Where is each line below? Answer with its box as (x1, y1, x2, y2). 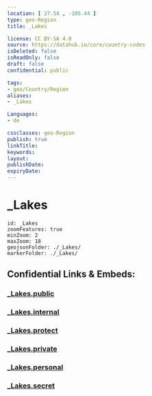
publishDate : (7, 162, 45, 169)
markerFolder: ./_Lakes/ (7, 249, 78, 257)
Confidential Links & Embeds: (7, 269, 136, 280)
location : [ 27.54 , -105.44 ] (7, 10, 97, 17)
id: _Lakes (7, 220, 38, 227)
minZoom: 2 (7, 232, 38, 238)
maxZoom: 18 (7, 238, 41, 245)
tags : (7, 79, 23, 86)
